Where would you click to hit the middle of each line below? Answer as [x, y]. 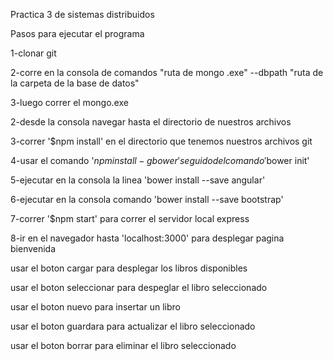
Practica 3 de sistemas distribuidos [82, 14]
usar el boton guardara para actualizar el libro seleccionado [133, 326]
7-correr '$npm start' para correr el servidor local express [130, 218]
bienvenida [33, 248]
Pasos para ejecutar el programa [77, 33]
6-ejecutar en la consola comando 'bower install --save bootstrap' [147, 199]
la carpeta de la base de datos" [75, 83]
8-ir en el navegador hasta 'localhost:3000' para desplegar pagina [147, 238]
